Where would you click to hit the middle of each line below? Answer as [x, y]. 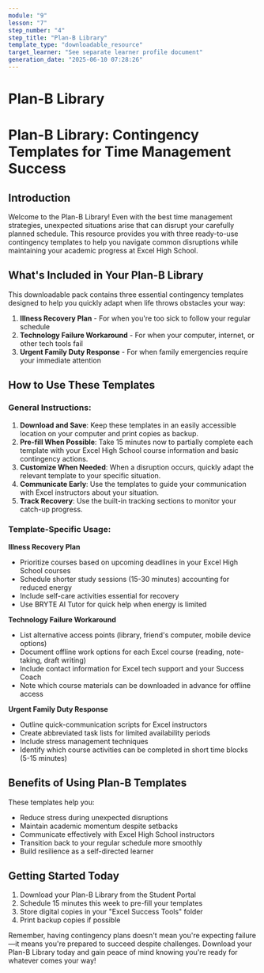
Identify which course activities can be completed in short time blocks [134, 750]
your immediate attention [60, 360]
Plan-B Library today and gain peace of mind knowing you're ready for [123, 952]
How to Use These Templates [82, 385]
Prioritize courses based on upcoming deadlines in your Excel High [129, 562]
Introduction [40, 198]
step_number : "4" [37, 30]
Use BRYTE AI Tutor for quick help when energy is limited [113, 604]
